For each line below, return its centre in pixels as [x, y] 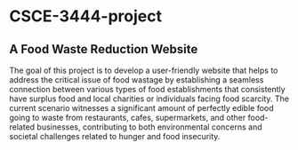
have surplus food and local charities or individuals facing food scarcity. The [149, 99]
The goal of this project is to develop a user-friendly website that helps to [144, 70]
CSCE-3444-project [86, 16]
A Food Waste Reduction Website [104, 49]
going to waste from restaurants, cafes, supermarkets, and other [128, 118]
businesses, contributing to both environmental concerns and [149, 127]
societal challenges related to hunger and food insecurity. [115, 136]
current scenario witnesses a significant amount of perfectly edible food [141, 108]
